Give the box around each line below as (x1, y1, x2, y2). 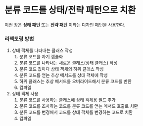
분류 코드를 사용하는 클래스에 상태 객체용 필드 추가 (19, 97, 116, 103)
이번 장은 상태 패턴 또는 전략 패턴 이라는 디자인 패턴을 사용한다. (4, 22, 126, 28)
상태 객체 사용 (11, 91, 39, 97)
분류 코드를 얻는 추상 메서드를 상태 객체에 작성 (19, 72, 108, 78)
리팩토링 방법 (4, 35, 34, 42)
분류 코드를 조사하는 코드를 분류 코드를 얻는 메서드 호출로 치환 (19, 103, 138, 109)
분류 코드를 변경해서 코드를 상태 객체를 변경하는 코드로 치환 (19, 109, 133, 115)
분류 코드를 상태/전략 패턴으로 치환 (4, 4, 136, 16)
